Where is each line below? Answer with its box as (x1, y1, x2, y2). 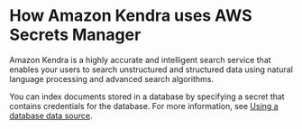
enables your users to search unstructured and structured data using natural (9, 64, 293, 75)
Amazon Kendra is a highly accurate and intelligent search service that (9, 54, 272, 65)
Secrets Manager (9, 24, 142, 45)
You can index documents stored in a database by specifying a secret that (9, 91, 286, 102)
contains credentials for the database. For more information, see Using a (9, 100, 279, 111)
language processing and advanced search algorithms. (9, 73, 215, 84)
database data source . (9, 110, 93, 121)
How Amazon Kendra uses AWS (9, 5, 252, 26)
